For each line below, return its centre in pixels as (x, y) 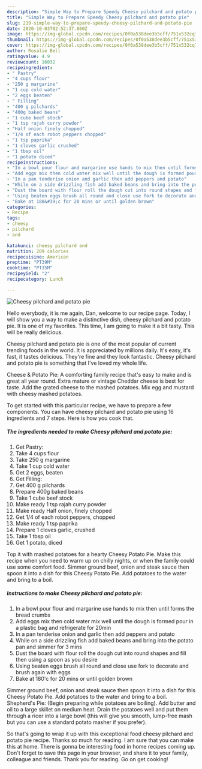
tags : (13, 218)
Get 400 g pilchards (40, 485)
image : (15, 34)
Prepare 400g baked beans (49, 491)
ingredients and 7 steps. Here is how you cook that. (70, 418)
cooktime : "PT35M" (30, 268)
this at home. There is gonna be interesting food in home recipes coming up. (101, 746)
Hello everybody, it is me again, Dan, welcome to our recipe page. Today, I (99, 313)
